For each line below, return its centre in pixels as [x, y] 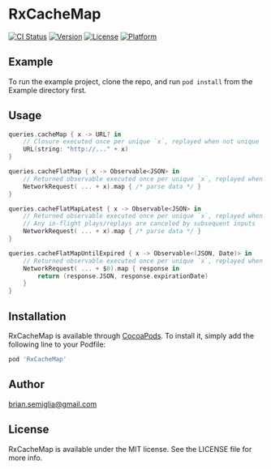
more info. [26, 458]
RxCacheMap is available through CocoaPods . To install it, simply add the [131, 336]
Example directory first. [47, 90]
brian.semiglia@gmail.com [53, 404]
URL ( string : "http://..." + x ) [76, 149]
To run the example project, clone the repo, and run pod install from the [131, 81]
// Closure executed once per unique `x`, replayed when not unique [141, 142]
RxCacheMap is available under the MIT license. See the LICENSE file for [130, 449]
